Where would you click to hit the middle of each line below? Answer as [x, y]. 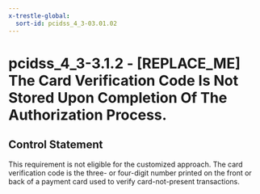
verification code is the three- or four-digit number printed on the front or [130, 173]
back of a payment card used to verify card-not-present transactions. [124, 181]
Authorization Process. [88, 115]
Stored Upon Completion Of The [118, 97]
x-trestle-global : [39, 16]
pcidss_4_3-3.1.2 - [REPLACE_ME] [124, 63]
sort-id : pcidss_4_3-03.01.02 [66, 23]
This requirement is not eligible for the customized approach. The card [126, 164]
